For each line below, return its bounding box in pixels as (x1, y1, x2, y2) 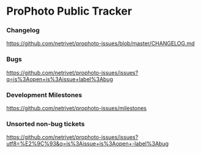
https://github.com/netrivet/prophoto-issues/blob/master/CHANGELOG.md (6, 40, 195, 47)
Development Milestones (6, 90, 82, 99)
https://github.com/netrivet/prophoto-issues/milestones (6, 105, 147, 112)
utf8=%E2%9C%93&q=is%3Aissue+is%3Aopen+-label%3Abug (6, 140, 169, 148)
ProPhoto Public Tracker (6, 4, 133, 18)
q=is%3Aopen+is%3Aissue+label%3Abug (6, 75, 113, 83)
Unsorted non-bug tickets (6, 120, 85, 128)
